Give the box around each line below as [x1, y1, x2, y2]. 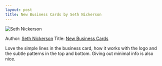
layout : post [5, 7, 32, 12]
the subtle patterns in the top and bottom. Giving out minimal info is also [5, 50, 153, 56]
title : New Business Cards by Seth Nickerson [5, 12, 101, 17]
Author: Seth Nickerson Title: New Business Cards [5, 35, 108, 41]
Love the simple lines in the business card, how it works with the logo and [5, 45, 157, 51]
